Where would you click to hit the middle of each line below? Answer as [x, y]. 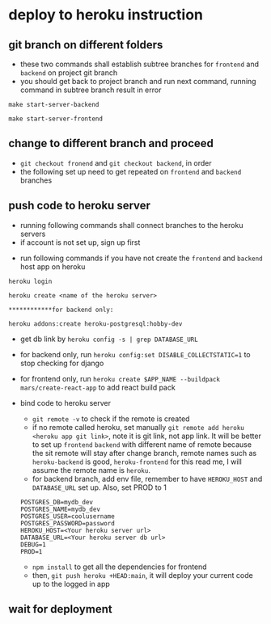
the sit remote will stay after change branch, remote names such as [144, 453]
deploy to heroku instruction [106, 15]
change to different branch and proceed [111, 143]
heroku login [30, 281]
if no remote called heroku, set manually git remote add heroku [138, 427]
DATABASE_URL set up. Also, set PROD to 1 [100, 487]
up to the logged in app [71, 584]
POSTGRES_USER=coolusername [67, 516]
